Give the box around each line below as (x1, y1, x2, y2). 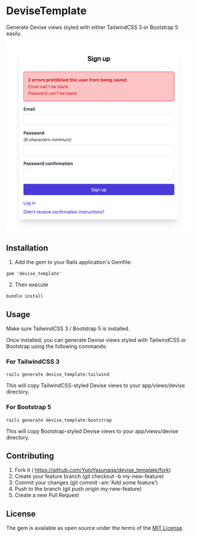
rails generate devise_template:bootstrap (6, 417, 112, 423)
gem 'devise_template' (6, 271, 62, 277)
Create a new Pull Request (14, 492, 80, 499)
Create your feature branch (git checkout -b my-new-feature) (14, 473, 164, 480)
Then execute (14, 281, 48, 288)
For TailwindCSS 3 (6, 357, 60, 366)
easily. (6, 30, 22, 37)
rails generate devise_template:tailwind (6, 372, 110, 377)
